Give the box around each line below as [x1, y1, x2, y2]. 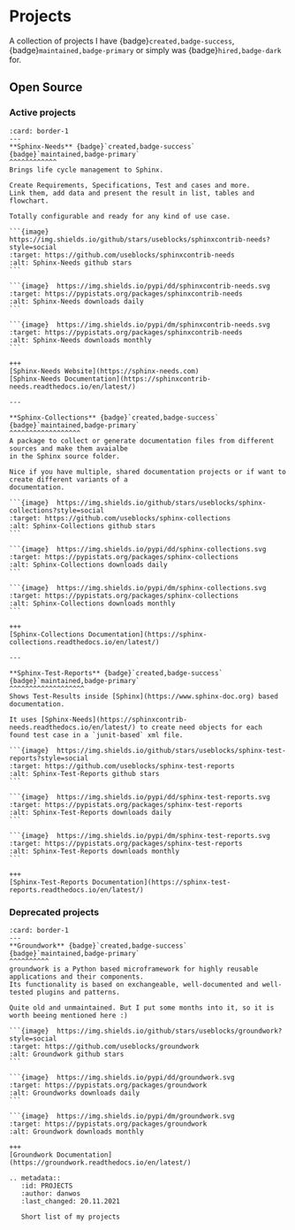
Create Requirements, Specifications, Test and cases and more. [9, 181, 251, 189]
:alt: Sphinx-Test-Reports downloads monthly [9, 847, 179, 856]
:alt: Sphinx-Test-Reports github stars [9, 769, 161, 778]
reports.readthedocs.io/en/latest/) [9, 885, 144, 895]
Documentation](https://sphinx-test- [92, 878, 231, 887]
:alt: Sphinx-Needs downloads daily [9, 296, 144, 306]
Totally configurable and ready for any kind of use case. [9, 211, 231, 220]
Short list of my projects [20, 1212, 121, 1221]
